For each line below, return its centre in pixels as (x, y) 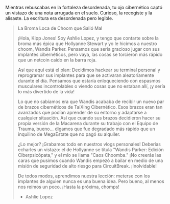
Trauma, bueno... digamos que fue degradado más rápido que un (86, 129)
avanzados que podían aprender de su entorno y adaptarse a (82, 113)
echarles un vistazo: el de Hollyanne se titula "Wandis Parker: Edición (91, 150)
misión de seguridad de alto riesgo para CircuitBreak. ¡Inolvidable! (87, 166)
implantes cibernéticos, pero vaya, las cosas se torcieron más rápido (90, 54)
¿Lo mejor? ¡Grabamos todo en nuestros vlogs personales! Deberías (89, 144)
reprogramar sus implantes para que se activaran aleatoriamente (86, 75)
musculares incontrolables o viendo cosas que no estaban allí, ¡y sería (92, 86)
